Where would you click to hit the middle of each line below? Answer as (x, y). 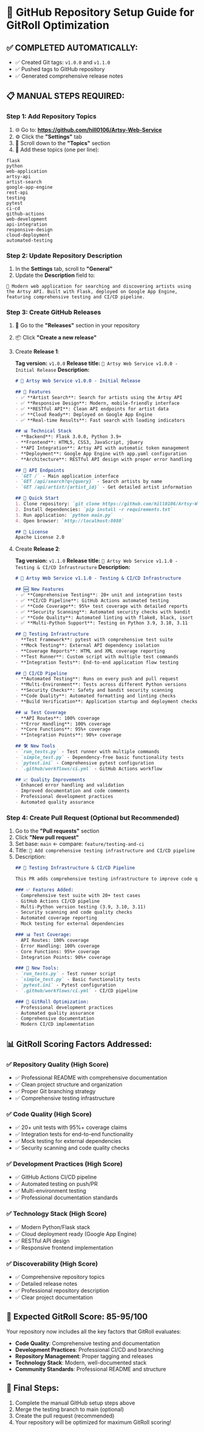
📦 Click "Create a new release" (56, 338)
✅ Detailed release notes (46, 1284)
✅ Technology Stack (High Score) (57, 1214)
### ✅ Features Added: (44, 890)
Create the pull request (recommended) (65, 1416)
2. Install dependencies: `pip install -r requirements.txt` (94, 510)
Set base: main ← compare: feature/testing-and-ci (80, 844)
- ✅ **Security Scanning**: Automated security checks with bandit (103, 612)
